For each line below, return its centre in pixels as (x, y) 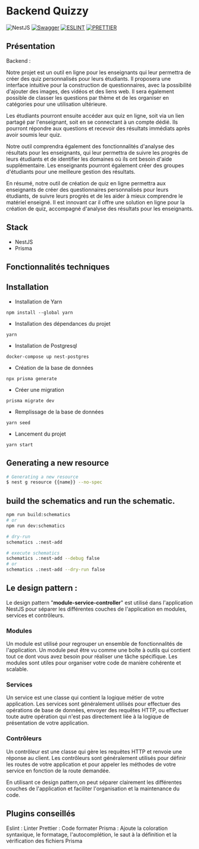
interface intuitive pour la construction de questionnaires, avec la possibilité (99, 85)
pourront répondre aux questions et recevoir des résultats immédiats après (98, 128)
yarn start (20, 445)
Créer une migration (39, 390)
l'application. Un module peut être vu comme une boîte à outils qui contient (98, 650)
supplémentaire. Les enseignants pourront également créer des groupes (95, 165)
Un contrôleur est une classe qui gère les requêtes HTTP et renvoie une (94, 752)
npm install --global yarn (40, 312)
